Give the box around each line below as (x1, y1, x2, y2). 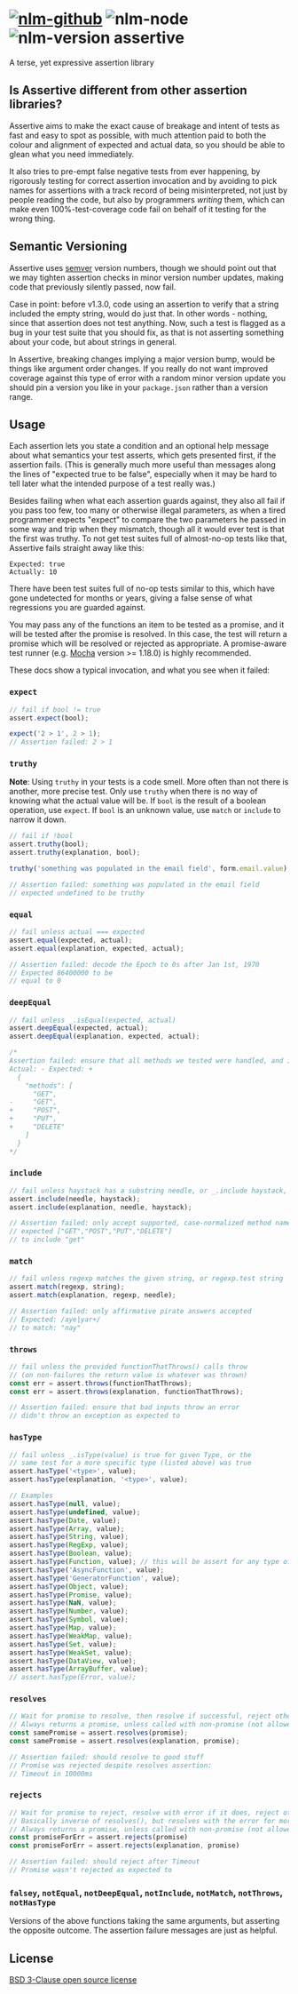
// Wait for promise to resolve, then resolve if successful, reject (9, 1711, 272, 1721)
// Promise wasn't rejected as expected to (9, 1866, 173, 1875)
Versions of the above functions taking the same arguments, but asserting (9, 1916, 280, 1926)
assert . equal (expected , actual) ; (9, 936, 133, 945)
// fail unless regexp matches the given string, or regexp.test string (9, 1274, 284, 1283)
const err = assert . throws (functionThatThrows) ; (9, 1378, 192, 1388)
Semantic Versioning (9, 239, 128, 254)
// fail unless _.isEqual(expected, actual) (9, 1016, 176, 1025)
